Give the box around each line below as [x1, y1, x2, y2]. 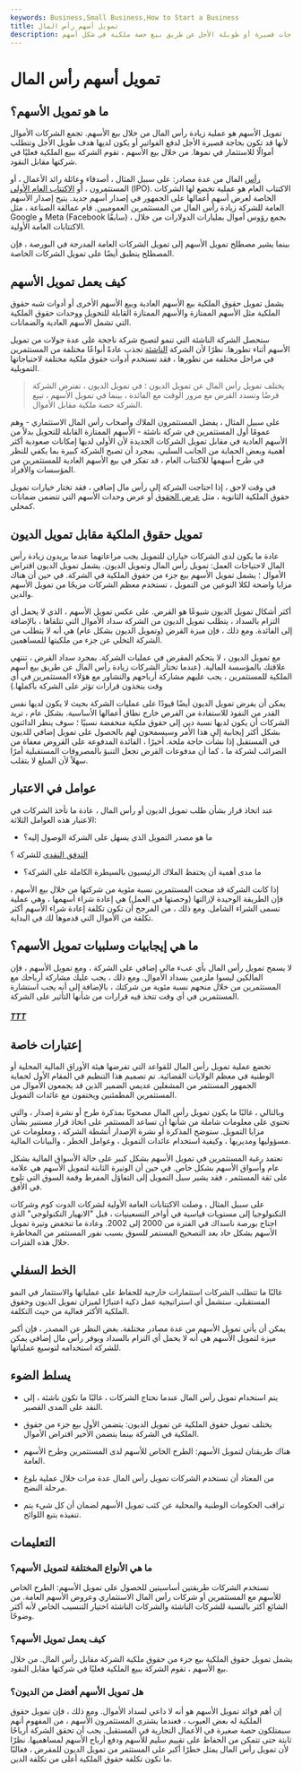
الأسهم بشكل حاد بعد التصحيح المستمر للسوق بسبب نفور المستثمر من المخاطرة [10, 1227, 277, 1238]
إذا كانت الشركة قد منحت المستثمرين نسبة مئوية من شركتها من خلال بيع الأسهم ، [10, 884, 279, 895]
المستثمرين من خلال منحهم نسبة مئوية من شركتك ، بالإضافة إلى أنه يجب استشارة [10, 981, 281, 991]
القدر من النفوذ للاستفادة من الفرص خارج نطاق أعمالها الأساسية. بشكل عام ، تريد [10, 707, 280, 718]
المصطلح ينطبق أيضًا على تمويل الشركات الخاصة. [10, 248, 175, 259]
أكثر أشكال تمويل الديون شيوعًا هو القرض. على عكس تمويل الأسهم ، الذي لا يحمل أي [10, 606, 292, 617]
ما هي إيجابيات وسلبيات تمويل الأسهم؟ [10, 938, 199, 954]
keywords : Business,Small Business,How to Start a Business [10, 13, 240, 22]
